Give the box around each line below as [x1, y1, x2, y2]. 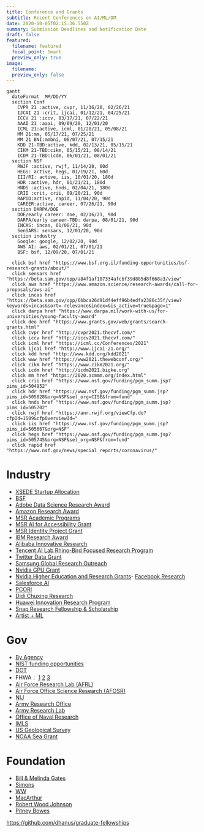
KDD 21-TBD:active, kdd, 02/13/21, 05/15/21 [17, 142, 133, 148]
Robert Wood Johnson [15, 801, 72, 808]
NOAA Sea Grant [15, 733, 58, 740]
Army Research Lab [15, 707, 66, 714]
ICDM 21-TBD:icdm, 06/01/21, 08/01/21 [17, 153, 116, 159]
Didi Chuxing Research [15, 592, 74, 600]
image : [6, 60, 23, 66]
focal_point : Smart [12, 49, 62, 55]
